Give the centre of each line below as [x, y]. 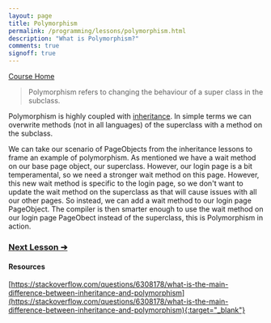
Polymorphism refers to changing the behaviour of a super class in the [146, 92]
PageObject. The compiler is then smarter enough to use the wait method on [136, 209]
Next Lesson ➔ [38, 247]
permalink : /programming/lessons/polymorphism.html [97, 31]
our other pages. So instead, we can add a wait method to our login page [130, 200]
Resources [27, 266]
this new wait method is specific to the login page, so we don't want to [126, 183]
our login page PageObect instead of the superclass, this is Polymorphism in [136, 218]
